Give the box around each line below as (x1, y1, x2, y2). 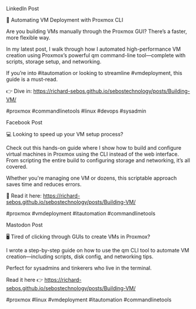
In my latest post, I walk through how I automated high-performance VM (6, 45, 181, 52)
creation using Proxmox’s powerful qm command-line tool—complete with (6, 52, 186, 58)
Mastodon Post (6, 221, 43, 228)
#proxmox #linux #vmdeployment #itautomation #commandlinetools (6, 296, 172, 303)
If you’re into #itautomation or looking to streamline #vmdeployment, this (6, 70, 182, 76)
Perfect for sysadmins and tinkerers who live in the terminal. (6, 265, 152, 271)
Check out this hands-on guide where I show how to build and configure (6, 144, 182, 151)
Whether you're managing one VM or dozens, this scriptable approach (6, 175, 177, 182)
